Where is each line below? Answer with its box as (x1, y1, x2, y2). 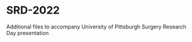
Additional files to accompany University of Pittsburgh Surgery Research (6, 23, 187, 30)
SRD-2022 (6, 4, 60, 17)
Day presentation (6, 29, 50, 36)
